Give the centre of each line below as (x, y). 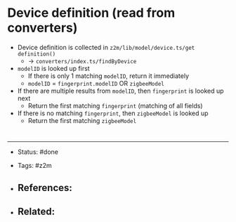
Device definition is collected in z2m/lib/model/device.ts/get (106, 47)
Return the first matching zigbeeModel (82, 120)
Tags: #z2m (35, 166)
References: (45, 188)
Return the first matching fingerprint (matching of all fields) (115, 105)
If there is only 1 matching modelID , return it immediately (109, 76)
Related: (36, 211)
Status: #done (38, 152)
